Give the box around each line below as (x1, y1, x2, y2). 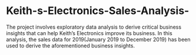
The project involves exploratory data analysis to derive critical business (6, 23, 181, 30)
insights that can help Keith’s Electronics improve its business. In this (6, 29, 172, 36)
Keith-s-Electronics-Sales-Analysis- (6, 4, 190, 18)
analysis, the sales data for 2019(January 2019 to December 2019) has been (6, 36, 191, 43)
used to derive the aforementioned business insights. (6, 42, 135, 49)
